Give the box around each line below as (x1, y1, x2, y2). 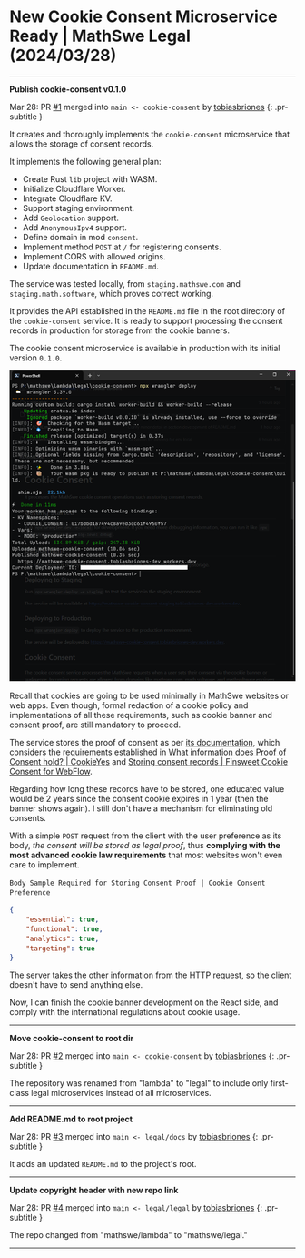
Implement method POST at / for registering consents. (22, 241, 221, 252)
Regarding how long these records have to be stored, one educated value (9, 784, 285, 795)
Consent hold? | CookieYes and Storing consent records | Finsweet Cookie (9, 756, 289, 767)
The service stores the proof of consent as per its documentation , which (9, 737, 280, 748)
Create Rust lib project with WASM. (22, 173, 158, 184)
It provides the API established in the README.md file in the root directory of (9, 305, 286, 316)
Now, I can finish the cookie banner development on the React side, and (9, 997, 279, 1008)
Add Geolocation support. (22, 212, 120, 223)
